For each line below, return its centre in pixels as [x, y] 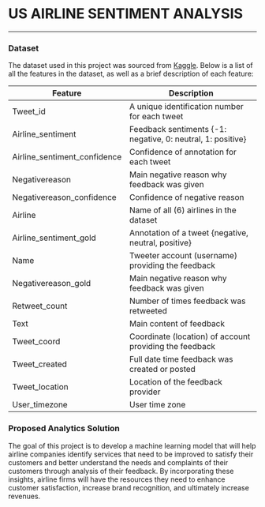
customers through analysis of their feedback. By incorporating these [121, 471]
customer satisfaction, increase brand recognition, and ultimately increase [129, 487]
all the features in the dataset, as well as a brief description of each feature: [131, 74]
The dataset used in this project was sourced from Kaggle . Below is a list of [131, 66]
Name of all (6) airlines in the [183, 210]
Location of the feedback [176, 382]
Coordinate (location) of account [190, 336]
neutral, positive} [160, 243]
